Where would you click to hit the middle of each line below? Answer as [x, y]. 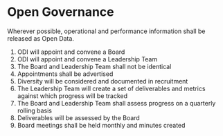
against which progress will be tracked [72, 96]
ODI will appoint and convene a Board [71, 52]
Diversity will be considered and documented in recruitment [102, 81]
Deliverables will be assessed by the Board [78, 117]
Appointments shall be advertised [65, 74]
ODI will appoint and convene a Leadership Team [87, 59]
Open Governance [61, 12]
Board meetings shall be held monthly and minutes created [101, 125]
